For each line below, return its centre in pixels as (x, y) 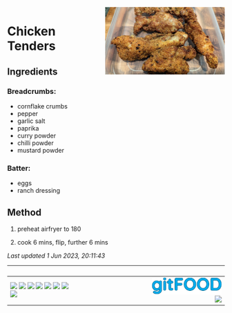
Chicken (31, 31)
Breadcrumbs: (32, 91)
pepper (28, 113)
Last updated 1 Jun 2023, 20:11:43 (56, 256)
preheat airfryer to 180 (49, 229)
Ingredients (32, 72)
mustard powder (40, 150)
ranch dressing (39, 191)
